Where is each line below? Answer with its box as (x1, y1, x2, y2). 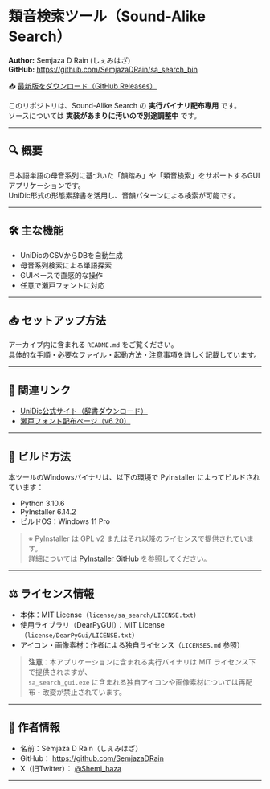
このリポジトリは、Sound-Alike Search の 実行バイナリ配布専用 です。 (8, 100, 241, 110)
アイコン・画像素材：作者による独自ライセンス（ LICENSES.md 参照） (19, 640, 245, 649)
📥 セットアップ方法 (8, 313, 107, 327)
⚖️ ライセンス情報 (8, 587, 95, 601)
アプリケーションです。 (8, 180, 86, 190)
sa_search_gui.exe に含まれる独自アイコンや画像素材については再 (27, 677, 247, 687)
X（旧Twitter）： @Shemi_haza (19, 763, 122, 773)
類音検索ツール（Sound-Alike (8, 7, 207, 26)
